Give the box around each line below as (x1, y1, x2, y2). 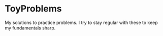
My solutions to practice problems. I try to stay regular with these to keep (5, 19, 158, 25)
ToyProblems (5, 3, 62, 14)
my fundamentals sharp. (5, 24, 56, 30)
